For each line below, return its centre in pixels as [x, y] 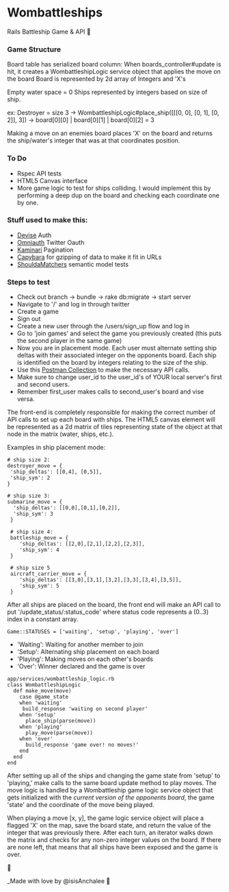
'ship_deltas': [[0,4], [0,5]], [56, 472]
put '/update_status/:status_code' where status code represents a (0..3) [108, 612]
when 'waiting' [41, 703]
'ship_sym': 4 [39, 550]
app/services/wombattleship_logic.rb [61, 679]
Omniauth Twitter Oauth [51, 242]
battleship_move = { [39, 538]
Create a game [38, 312]
